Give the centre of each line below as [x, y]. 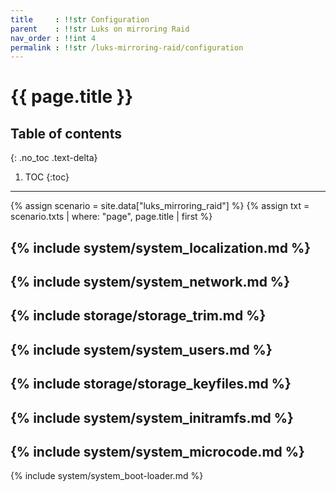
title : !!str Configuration [80, 19]
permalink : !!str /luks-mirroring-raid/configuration [127, 47]
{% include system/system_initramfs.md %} [152, 417]
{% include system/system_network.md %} [150, 282]
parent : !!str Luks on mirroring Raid [100, 29]
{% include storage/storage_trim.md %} [138, 316]
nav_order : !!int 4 [53, 38]
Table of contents [66, 133]
